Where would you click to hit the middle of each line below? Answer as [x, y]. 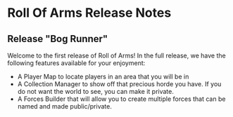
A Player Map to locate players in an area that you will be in [103, 76]
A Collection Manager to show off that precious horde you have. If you [119, 84]
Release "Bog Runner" [58, 39]
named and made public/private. [65, 106]
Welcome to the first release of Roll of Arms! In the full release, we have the [117, 55]
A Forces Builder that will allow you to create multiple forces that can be [121, 99]
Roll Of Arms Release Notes [89, 13]
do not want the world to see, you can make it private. [95, 91]
